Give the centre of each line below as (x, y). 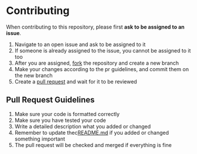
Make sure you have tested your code (60, 120)
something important (40, 139)
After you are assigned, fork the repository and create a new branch (97, 63)
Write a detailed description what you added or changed (83, 126)
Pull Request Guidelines (50, 100)
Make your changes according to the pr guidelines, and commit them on (102, 69)
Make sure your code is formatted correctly (67, 114)
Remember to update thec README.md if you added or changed (91, 132)
